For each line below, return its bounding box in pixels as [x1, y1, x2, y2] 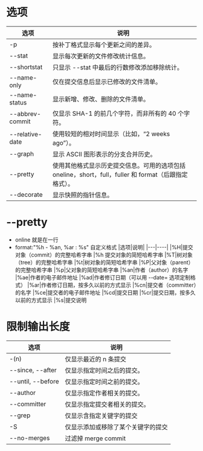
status [9, 98, 27, 106]
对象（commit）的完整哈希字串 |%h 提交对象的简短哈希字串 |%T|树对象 [14, 251, 193, 258]
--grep [9, 411, 31, 420]
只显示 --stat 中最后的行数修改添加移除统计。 [52, 63, 183, 71]
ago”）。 [52, 138, 76, 147]
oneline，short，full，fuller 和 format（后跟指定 [52, 170, 188, 179]
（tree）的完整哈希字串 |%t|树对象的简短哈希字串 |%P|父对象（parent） [14, 258, 194, 266]
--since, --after [9, 366, 57, 374]
